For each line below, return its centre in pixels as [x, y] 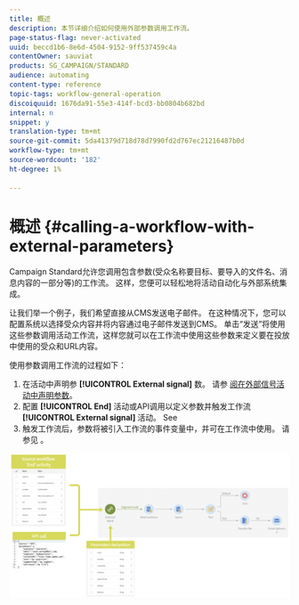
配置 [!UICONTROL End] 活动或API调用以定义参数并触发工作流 [136, 406]
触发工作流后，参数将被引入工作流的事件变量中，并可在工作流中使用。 [151, 429]
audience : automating [49, 76]
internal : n [31, 113]
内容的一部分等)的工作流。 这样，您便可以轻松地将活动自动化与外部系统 [148, 283]
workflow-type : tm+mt [49, 151]
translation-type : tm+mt [55, 132]
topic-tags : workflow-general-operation [85, 94]
